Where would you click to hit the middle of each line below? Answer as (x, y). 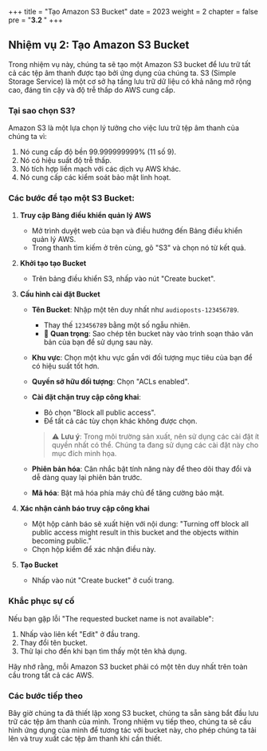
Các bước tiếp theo (46, 696)
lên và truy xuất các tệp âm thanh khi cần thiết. (85, 739)
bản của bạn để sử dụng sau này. (98, 342)
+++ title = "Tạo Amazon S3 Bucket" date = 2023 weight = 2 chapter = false (133, 12)
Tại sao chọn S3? (42, 110)
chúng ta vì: (28, 137)
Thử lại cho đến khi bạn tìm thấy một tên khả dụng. (103, 651)
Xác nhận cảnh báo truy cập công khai (84, 509)
